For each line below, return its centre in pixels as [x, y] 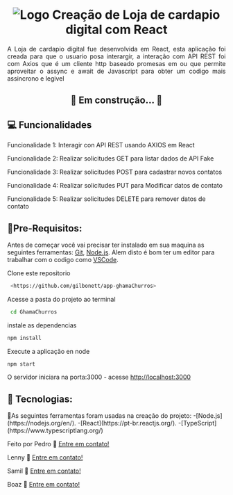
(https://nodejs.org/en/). [42, 423]
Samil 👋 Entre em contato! [44, 471]
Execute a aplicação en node [49, 351]
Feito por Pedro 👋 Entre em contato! [58, 444]
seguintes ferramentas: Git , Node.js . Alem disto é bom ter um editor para [111, 252]
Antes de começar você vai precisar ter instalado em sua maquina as [106, 245]
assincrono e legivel [36, 78]
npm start [21, 364]
